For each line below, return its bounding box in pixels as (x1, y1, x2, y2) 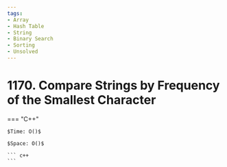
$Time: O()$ (7, 128, 41, 135)
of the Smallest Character (7, 92, 156, 108)
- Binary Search (7, 36, 53, 42)
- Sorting (7, 42, 36, 49)
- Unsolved (7, 49, 38, 55)
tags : (7, 10, 23, 17)
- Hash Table (7, 23, 45, 29)
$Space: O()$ (7, 140, 45, 147)
